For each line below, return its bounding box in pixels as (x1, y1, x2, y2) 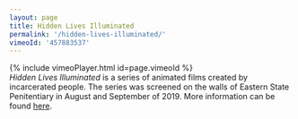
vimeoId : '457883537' (9, 38, 91, 47)
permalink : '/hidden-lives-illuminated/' (9, 30, 167, 38)
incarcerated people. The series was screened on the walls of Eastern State (9, 81, 290, 92)
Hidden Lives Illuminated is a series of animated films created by (9, 72, 249, 83)
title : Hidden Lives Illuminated (9, 21, 135, 30)
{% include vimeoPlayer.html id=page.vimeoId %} (9, 63, 193, 73)
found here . (9, 100, 52, 112)
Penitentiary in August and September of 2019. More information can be (9, 91, 276, 102)
